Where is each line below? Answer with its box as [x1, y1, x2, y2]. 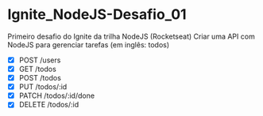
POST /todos [18, 73, 61, 83]
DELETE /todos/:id [18, 100, 79, 110]
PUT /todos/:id [18, 82, 68, 92]
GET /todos [18, 65, 56, 73]
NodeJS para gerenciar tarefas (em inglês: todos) [7, 39, 170, 49]
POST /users [18, 55, 61, 65]
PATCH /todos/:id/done [18, 91, 95, 100]
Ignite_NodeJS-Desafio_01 [7, 6, 188, 24]
